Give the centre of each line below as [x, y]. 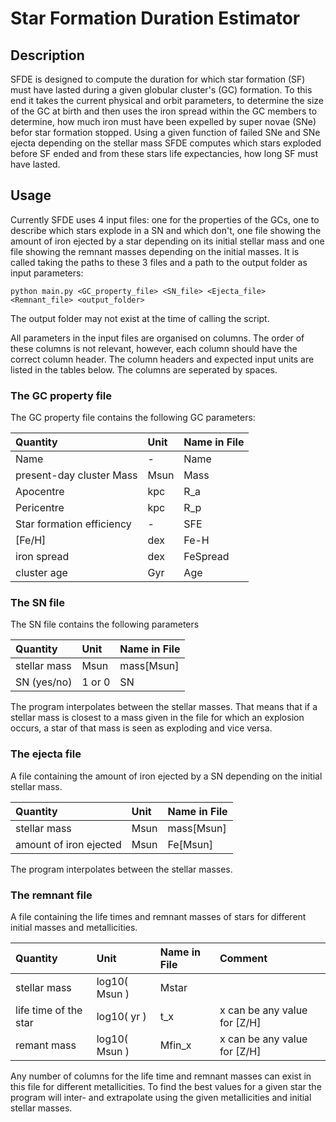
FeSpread [206, 557]
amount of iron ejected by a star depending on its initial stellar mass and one [167, 241]
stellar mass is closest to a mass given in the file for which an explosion [157, 718]
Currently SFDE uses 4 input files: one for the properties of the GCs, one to [165, 219]
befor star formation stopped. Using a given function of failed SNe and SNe [165, 132]
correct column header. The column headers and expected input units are [162, 359]
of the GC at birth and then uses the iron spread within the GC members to [164, 111]
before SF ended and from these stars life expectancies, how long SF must [164, 153]
